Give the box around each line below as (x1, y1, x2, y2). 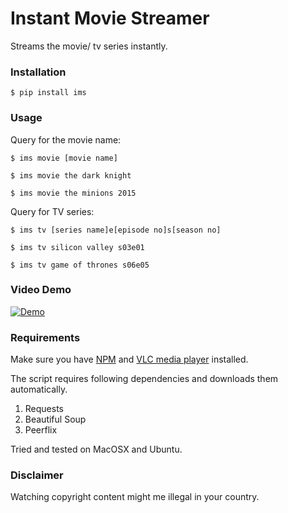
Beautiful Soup (24, 413, 87, 426)
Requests (24, 403, 64, 415)
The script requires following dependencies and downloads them (10, 373, 279, 385)
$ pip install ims (10, 88, 87, 98)
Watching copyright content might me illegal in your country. (10, 491, 260, 503)
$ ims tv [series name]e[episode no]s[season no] (10, 225, 222, 235)
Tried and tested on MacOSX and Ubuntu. (10, 443, 183, 456)
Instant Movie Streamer (10, 7, 210, 30)
